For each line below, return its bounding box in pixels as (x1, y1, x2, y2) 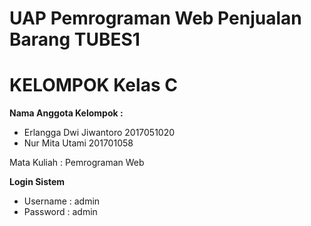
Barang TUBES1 (9, 28, 141, 51)
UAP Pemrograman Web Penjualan (9, 7, 302, 30)
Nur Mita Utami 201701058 (23, 137, 134, 149)
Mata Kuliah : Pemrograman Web (9, 157, 145, 169)
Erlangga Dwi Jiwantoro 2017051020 (23, 127, 176, 139)
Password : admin (23, 206, 98, 218)
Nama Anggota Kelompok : (9, 107, 124, 119)
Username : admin (23, 195, 101, 207)
